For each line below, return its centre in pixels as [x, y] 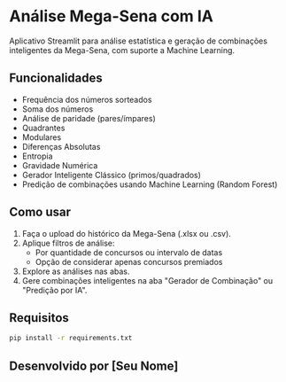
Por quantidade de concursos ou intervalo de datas [129, 252]
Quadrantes [43, 128]
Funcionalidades [56, 78]
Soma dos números [58, 109]
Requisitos [39, 318]
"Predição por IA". [54, 290]
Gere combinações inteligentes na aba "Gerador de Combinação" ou [147, 280]
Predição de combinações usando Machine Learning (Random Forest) [150, 184]
